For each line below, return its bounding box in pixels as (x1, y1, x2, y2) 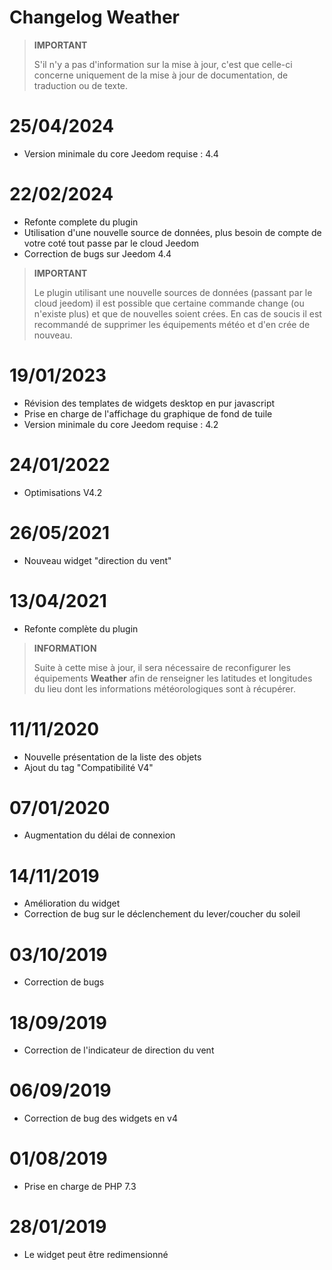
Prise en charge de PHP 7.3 (23, 1181, 137, 1193)
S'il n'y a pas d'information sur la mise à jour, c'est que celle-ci (33, 58, 293, 70)
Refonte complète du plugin (23, 622, 139, 635)
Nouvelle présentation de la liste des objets (23, 751, 202, 763)
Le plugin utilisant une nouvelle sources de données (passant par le (33, 286, 313, 298)
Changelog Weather (9, 6, 180, 29)
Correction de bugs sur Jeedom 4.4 (23, 247, 172, 260)
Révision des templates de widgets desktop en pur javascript (23, 397, 276, 409)
